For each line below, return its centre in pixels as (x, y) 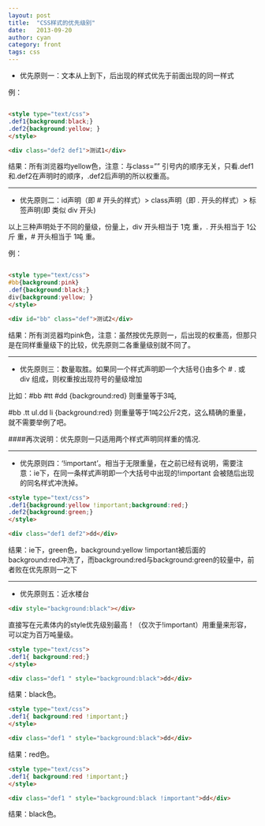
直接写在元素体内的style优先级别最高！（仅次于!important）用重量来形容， (129, 624)
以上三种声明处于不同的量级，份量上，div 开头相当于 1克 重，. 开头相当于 (127, 227)
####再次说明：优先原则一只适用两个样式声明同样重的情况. (105, 439)
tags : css (24, 52)
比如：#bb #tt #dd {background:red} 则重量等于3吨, (93, 396)
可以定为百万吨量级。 (43, 634)
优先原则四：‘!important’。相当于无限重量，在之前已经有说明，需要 (128, 463)
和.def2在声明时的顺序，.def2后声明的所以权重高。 (91, 176)
